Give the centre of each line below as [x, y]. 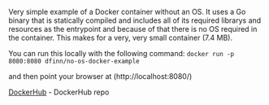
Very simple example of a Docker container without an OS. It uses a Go [127, 12]
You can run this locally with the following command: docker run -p [121, 53]
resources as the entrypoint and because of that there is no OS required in [133, 29]
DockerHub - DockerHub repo [59, 92]
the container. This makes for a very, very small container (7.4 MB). [121, 37]
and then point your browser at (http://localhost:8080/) [100, 76]
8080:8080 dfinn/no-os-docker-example [74, 61]
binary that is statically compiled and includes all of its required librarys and [135, 20]
